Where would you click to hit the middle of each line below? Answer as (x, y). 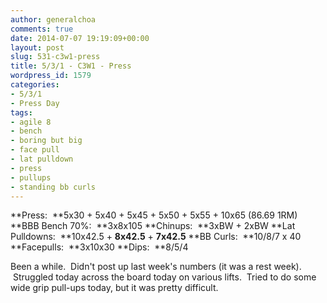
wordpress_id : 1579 (51, 76)
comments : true (42, 29)
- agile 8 (31, 122)
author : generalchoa (53, 19)
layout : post (37, 47)
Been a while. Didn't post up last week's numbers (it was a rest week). (156, 267)
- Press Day (35, 103)
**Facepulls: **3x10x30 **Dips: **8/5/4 (99, 247)
